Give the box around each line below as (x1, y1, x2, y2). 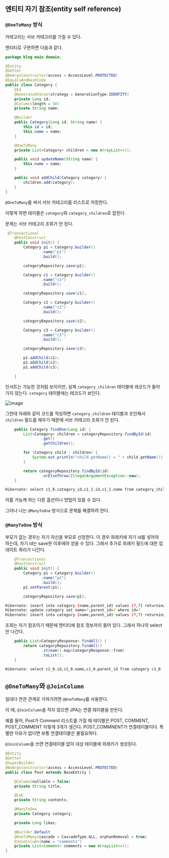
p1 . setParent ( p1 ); (23, 585, 62, 590)
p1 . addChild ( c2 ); (23, 360, 59, 365)
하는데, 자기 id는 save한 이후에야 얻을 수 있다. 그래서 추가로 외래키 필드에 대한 (5, 540, 158, 546)
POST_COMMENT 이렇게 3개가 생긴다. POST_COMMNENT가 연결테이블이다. (5, 724, 158, 730)
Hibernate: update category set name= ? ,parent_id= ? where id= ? (5, 608, 141, 613)
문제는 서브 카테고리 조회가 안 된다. (5, 220, 74, 226)
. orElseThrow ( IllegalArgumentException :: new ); (41, 473, 141, 479)
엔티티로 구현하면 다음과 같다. (5, 44, 63, 51)
